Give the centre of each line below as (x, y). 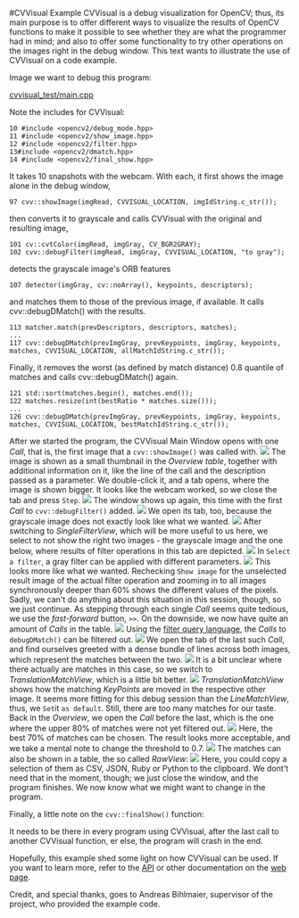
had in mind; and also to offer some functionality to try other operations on (146, 41)
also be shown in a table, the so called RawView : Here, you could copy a (148, 759)
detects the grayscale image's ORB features (90, 269)
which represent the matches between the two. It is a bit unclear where (146, 660)
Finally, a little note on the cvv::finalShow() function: (107, 814)
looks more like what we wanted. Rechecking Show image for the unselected (148, 571)
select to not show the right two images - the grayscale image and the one (146, 540)
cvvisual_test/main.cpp (51, 95)
